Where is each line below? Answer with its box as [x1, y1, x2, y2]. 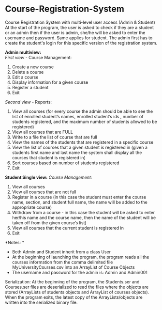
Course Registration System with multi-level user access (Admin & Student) [5, 19, 156, 25]
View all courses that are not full [12, 189, 76, 195]
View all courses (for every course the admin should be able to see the [12, 108, 153, 114]
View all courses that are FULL [12, 129, 74, 135]
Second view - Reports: [5, 99, 52, 105]
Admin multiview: [5, 49, 41, 55]
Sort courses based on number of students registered [12, 160, 119, 166]
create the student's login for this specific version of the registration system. [5, 40, 158, 46]
